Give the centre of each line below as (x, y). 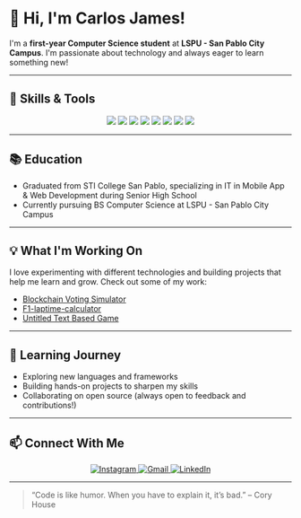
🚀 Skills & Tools (52, 99)
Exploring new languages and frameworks (100, 377)
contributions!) (49, 405)
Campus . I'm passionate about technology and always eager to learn (137, 52)
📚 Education (46, 159)
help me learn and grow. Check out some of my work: (108, 282)
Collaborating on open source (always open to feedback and (134, 396)
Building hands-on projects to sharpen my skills (110, 386)
